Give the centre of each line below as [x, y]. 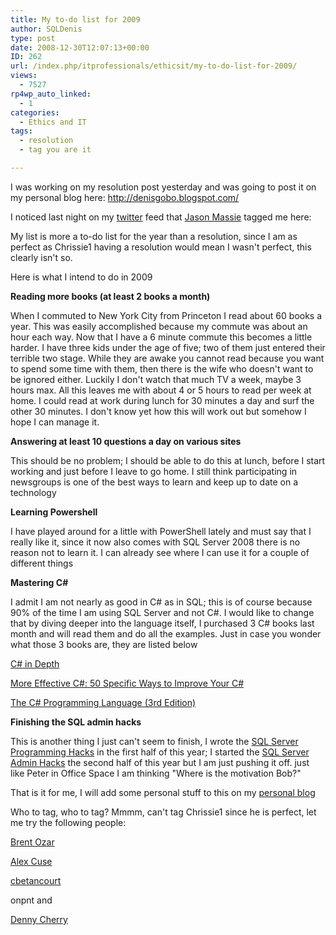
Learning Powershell [54, 512]
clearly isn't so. [41, 257]
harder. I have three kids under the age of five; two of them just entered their [168, 347]
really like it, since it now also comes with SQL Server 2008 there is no [155, 542]
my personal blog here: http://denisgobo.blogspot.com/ [125, 197]
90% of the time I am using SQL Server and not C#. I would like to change [162, 612]
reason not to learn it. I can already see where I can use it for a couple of [160, 552]
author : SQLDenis [46, 29]
